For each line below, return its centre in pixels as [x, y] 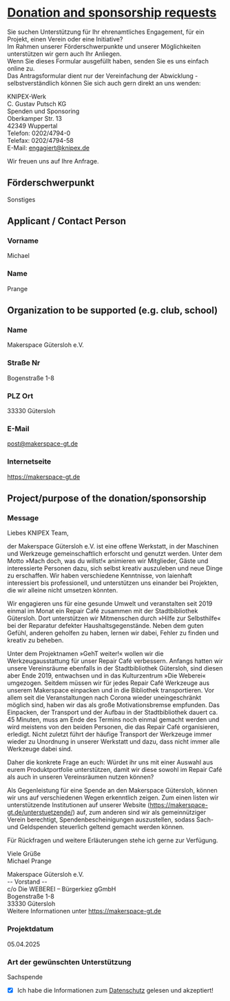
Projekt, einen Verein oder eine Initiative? [65, 39]
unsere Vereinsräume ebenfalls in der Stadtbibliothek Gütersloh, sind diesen [115, 668]
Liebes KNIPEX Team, [38, 533]
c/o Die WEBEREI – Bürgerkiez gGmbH [62, 889]
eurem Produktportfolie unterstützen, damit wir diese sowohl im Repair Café [115, 770]
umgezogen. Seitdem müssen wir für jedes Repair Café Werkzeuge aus [108, 683]
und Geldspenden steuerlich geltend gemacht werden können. [96, 827]
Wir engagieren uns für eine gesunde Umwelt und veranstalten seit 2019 [110, 604]
